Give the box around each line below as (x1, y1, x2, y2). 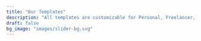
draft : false (6, 20, 39, 26)
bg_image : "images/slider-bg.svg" (6, 25, 94, 32)
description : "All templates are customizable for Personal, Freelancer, (6, 14, 196, 20)
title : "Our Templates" (6, 8, 66, 15)
